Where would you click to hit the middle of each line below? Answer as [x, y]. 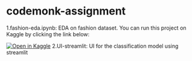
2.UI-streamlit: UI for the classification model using [115, 46]
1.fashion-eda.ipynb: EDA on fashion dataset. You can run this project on [96, 28]
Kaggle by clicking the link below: [48, 34]
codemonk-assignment [66, 11]
